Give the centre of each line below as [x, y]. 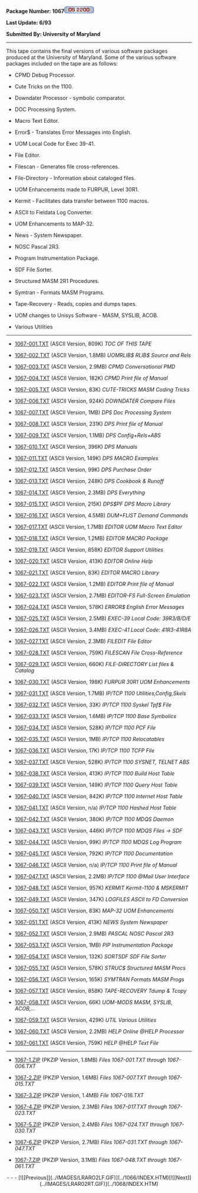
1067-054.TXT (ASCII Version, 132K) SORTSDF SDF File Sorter [90, 956]
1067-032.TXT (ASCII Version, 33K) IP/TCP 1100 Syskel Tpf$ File [93, 705]
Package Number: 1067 [35, 11]
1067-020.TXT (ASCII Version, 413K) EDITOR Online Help [84, 561]
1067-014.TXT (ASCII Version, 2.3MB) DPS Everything [80, 493]
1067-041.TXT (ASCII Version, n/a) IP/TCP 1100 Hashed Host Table [95, 808]
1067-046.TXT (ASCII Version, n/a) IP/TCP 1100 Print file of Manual [96, 865]
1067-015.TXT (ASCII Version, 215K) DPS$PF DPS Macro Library [93, 504]
